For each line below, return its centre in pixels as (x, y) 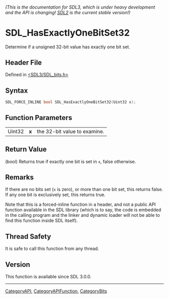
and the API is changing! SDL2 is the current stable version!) (68, 12)
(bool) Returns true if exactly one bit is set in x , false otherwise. (71, 161)
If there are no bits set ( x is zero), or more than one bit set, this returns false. (84, 190)
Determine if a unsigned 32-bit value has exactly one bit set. (68, 47)
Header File (24, 62)
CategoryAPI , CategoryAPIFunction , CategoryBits (56, 291)
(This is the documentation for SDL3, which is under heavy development (80, 7)
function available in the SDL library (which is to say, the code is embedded (83, 210)
